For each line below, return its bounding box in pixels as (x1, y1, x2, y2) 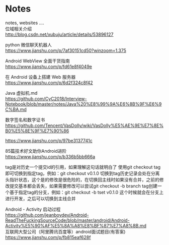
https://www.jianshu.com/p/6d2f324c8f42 (5, 79, 93, 86)
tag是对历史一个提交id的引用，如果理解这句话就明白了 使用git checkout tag (5, 164, 161, 170)
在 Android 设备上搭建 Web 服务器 (5, 74, 76, 80)
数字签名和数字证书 (5, 116, 45, 122)
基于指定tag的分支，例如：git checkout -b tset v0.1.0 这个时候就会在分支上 (9, 189, 164, 195)
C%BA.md (5, 106, 27, 112)
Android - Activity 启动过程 (5, 206, 61, 212)
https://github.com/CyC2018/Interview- (5, 95, 87, 101)
